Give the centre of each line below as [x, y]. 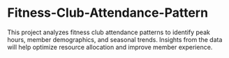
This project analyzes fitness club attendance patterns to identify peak [109, 32]
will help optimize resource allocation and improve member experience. [110, 47]
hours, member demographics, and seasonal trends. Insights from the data [115, 39]
